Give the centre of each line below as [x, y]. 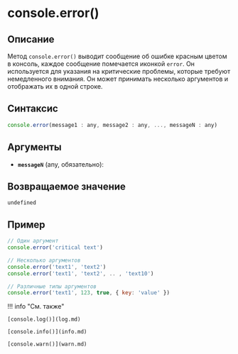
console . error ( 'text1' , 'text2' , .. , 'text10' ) [81, 273]
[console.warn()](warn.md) [47, 344]
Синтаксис [33, 109]
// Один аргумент [33, 241]
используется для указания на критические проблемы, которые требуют [119, 71]
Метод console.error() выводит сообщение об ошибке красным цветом [117, 56]
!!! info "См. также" [36, 306]
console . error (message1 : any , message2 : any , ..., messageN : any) [113, 125]
